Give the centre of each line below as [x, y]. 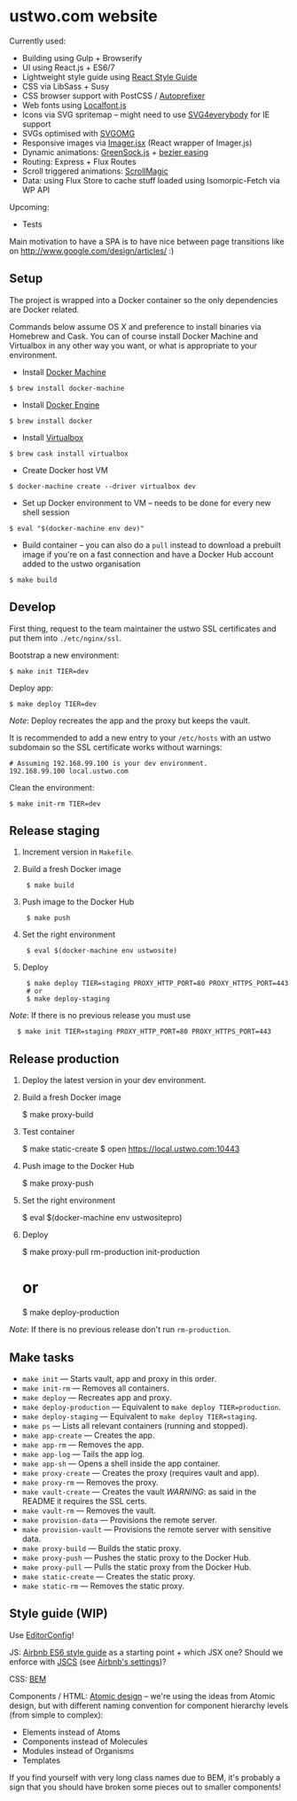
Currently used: [38, 41]
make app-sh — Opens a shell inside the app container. [121, 1463]
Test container [48, 1132]
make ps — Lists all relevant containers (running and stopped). [135, 1425]
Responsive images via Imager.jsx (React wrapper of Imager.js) [137, 143]
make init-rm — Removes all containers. [96, 1388]
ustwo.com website [83, 16]
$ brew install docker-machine [67, 388]
